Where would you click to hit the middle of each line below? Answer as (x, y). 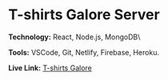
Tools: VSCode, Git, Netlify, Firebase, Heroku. (84, 52)
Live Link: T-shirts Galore (50, 68)
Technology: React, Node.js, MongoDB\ (74, 37)
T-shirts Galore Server (84, 15)
